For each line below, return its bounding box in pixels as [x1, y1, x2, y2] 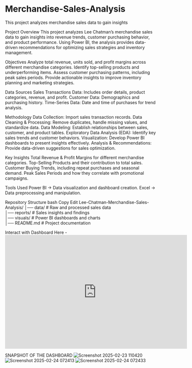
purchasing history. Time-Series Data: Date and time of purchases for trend [5, 99, 156, 105]
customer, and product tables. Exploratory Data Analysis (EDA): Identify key [5, 129, 156, 135]
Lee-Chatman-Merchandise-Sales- [79, 199, 149, 205]
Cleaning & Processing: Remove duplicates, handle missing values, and [5, 119, 147, 125]
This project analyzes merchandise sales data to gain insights [5, 19, 128, 25]
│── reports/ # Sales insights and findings [5, 209, 90, 215]
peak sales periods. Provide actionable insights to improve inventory [5, 74, 142, 80]
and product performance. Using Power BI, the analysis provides [5, 39, 134, 45]
